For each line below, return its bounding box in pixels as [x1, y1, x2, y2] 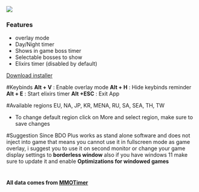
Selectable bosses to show [15, 53, 83, 61]
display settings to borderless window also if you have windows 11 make [6, 151, 188, 159]
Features [6, 20, 33, 29]
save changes [15, 120, 50, 128]
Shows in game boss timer [15, 47, 82, 55]
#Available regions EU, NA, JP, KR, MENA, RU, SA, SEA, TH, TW [6, 102, 165, 109]
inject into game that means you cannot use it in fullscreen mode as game [6, 139, 191, 146]
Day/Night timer [15, 41, 54, 48]
